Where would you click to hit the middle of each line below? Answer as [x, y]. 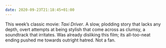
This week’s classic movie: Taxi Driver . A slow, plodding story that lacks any [83, 24]
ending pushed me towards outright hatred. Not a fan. [60, 40]
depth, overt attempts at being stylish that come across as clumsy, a [75, 29]
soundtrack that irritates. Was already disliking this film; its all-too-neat [78, 34]
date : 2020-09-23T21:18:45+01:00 [40, 10]
